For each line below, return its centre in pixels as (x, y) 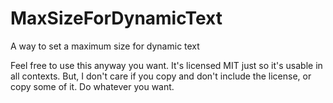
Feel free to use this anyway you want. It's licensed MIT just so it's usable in (166, 65)
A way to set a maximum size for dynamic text (105, 46)
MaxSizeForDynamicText (116, 18)
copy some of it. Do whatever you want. (92, 86)
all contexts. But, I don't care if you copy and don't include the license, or (161, 76)
